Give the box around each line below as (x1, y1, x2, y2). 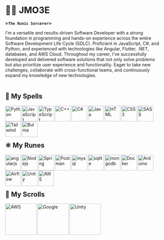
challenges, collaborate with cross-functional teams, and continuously (5, 67, 150, 73)
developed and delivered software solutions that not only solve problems (5, 56, 155, 62)
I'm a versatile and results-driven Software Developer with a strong (5, 29, 143, 35)
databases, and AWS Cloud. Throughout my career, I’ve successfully (5, 51, 147, 57)
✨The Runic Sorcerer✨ (5, 21, 52, 26)
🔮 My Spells (5, 92, 42, 100)
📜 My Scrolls (5, 190, 45, 198)
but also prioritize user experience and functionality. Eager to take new (5, 61, 151, 67)
